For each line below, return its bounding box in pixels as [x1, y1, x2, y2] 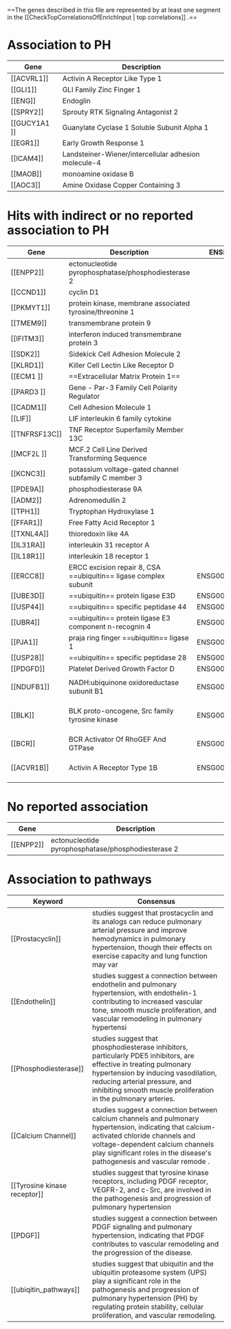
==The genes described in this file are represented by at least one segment [7, 6, 221, 14]
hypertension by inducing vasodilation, [91, 1068, 217, 1077]
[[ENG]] [10, 96, 36, 105]
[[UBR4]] [10, 617, 41, 627]
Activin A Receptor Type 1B [68, 763, 158, 772]
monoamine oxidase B [62, 169, 134, 178]
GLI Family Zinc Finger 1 [62, 85, 141, 94]
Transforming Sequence [68, 453, 147, 463]
